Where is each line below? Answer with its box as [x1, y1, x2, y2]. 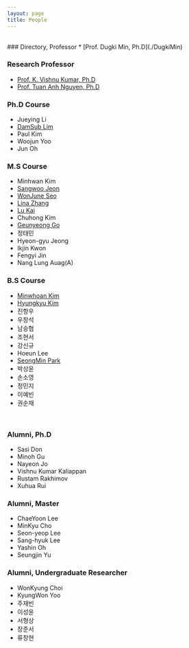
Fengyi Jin [16, 251, 47, 259]
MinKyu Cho [16, 522, 52, 530]
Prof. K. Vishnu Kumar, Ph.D [16, 75, 96, 83]
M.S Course [7, 162, 48, 172]
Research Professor [7, 60, 75, 69]
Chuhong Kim [16, 213, 56, 222]
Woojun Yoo [16, 137, 51, 146]
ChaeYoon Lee [16, 514, 58, 522]
